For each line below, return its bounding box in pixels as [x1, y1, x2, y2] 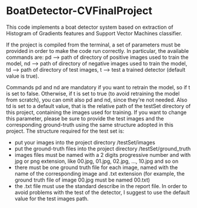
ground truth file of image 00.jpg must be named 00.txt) [14, 176, 151, 183]
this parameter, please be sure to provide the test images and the [6, 115, 164, 122]
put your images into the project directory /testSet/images [14, 139, 156, 146]
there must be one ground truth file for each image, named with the [14, 163, 178, 171]
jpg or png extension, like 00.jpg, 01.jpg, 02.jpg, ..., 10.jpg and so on [14, 157, 179, 165]
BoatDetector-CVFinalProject [6, 4, 153, 18]
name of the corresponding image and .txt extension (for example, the [14, 170, 185, 177]
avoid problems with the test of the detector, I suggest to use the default [14, 189, 190, 196]
